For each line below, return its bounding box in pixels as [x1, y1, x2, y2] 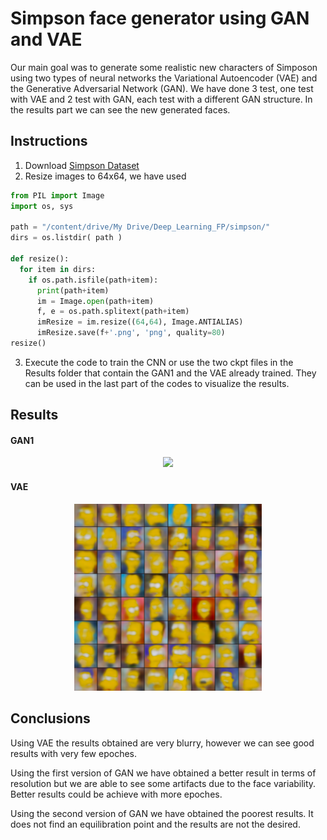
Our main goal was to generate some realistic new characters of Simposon [10, 61, 318, 73]
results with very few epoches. [10, 747, 137, 759]
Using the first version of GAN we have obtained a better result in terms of [10, 767, 317, 779]
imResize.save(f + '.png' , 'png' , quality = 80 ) [36, 328, 226, 338]
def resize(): [10, 254, 70, 264]
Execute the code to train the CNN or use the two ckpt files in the [24, 356, 294, 368]
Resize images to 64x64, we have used [24, 170, 187, 182]
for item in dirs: [19, 264, 97, 274]
